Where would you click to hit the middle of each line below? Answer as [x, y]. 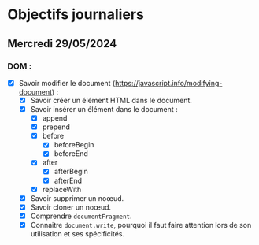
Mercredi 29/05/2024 [62, 44]
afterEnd [68, 180]
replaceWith [62, 189]
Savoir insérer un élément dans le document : [104, 109]
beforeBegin [74, 145]
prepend [56, 127]
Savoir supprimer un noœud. [77, 198]
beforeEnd [71, 154]
